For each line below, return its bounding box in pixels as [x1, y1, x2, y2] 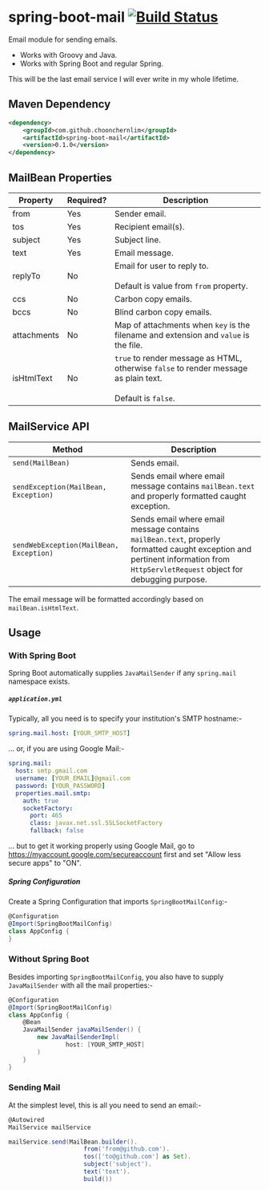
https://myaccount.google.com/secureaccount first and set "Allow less [8, 850, 242, 859]
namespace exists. [8, 676, 70, 686]
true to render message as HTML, [114, 352, 243, 363]
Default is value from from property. [114, 280, 248, 291]
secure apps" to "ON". [8, 859, 82, 868]
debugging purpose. [130, 574, 208, 585]
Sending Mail [8, 1082, 61, 1093]
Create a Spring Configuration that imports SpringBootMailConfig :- [8, 897, 228, 906]
